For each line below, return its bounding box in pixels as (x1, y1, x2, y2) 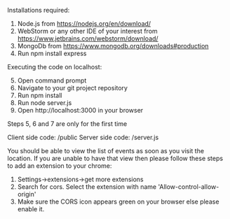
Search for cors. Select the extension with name (17, 183, 156, 191)
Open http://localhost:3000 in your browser (17, 106, 144, 114)
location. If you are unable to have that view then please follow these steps (7, 154, 223, 162)
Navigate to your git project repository (17, 84, 128, 92)
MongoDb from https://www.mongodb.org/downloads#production (17, 42, 209, 50)
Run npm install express (17, 49, 87, 57)
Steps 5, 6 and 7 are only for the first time (7, 120, 128, 128)
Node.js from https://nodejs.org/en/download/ (17, 20, 151, 27)
